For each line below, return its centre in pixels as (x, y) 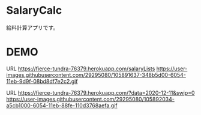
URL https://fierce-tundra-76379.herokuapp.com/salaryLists (81, 69)
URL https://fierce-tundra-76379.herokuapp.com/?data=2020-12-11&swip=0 (100, 92)
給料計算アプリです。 (32, 27)
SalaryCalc (34, 10)
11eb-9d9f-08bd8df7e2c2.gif (42, 81)
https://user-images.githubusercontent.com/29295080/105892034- (91, 99)
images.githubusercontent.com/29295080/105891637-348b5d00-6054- (96, 74)
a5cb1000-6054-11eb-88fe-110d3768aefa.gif (62, 105)
